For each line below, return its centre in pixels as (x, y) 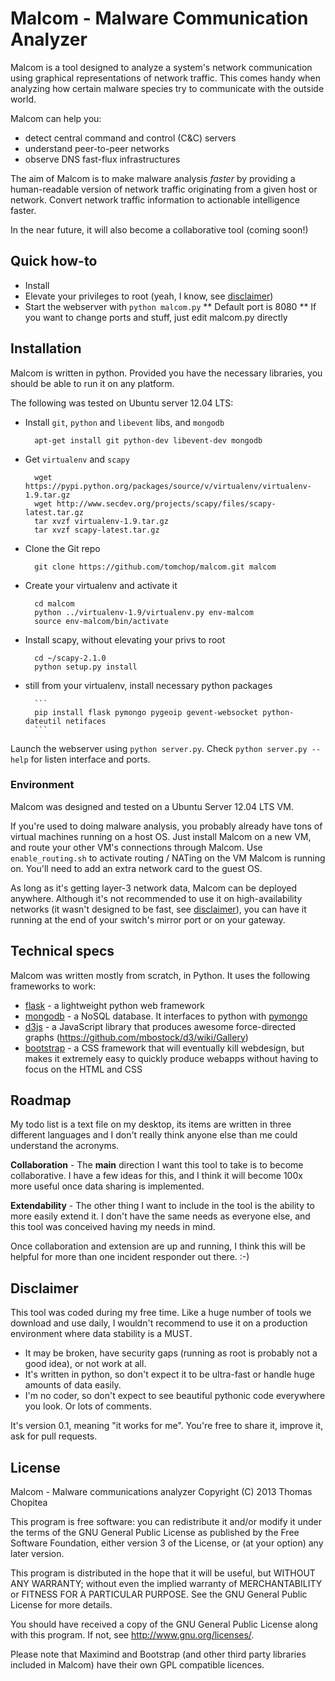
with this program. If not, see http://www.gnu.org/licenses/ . (132, 1635)
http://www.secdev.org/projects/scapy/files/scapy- (166, 503)
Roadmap (41, 1100)
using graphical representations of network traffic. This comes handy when (165, 78)
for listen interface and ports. (90, 759)
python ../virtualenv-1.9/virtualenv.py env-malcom (144, 612)
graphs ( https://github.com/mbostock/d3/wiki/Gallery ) (136, 1037)
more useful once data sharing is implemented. (107, 1186)
